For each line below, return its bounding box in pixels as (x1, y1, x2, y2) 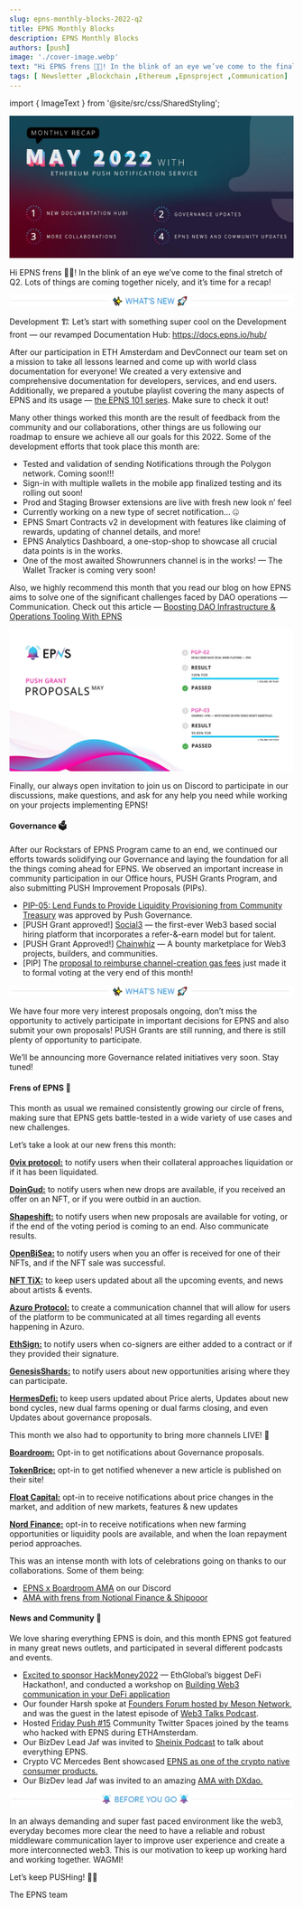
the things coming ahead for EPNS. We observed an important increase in (9, 863, 284, 874)
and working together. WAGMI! (9, 1855, 124, 1865)
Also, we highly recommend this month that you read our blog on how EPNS (9, 582, 291, 593)
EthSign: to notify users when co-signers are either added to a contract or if (9, 1338, 293, 1350)
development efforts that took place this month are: (9, 441, 200, 452)
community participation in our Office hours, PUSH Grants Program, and (9, 873, 278, 883)
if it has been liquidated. (9, 1166, 99, 1177)
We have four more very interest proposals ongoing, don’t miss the (9, 1005, 258, 1016)
